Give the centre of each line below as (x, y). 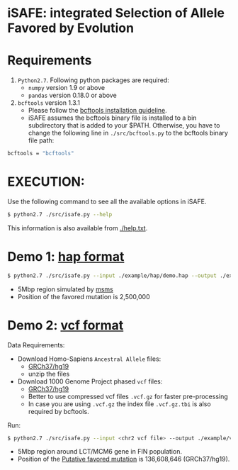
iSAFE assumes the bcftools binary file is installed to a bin (112, 118)
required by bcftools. (59, 411)
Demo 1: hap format (66, 257)
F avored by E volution (71, 28)
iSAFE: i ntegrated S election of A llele (116, 13)
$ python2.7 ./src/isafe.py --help (60, 214)
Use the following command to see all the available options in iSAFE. (107, 201)
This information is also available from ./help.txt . (78, 228)
